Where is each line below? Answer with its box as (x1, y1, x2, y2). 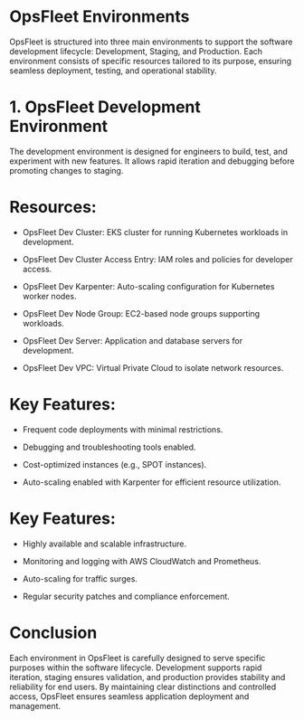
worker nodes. (22, 290, 77, 301)
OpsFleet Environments (9, 6, 190, 27)
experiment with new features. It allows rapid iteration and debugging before (9, 156, 295, 166)
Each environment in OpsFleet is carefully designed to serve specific (9, 652, 266, 663)
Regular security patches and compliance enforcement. (22, 591, 231, 602)
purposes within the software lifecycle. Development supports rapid (9, 662, 262, 673)
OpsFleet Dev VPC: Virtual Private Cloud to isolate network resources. (22, 362, 284, 373)
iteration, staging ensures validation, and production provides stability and (9, 671, 286, 682)
